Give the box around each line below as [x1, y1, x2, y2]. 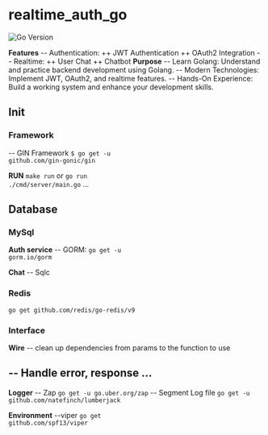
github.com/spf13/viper [8, 419, 89, 427]
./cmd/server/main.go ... [8, 179, 90, 188]
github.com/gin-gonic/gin [8, 156, 95, 164]
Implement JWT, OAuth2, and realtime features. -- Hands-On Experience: [8, 73, 253, 83]
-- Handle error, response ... [8, 367, 153, 380]
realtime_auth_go [8, 6, 128, 24]
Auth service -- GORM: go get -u [8, 245, 122, 255]
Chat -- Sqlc [8, 267, 51, 277]
